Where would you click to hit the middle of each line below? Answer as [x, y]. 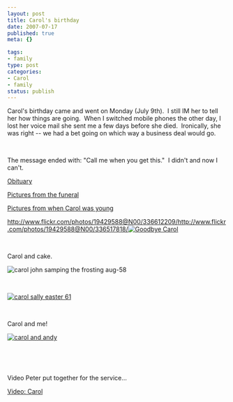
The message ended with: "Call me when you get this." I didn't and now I [113, 161]
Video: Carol [25, 392]
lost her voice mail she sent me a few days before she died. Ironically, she [114, 126]
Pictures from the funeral [43, 195]
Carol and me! [27, 324]
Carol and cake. [30, 256]
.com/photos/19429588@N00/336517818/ [68, 229]
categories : [24, 72]
